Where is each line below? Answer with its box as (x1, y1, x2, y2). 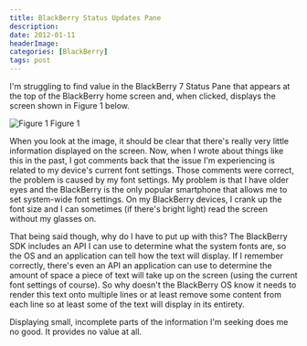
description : (9, 22, 59, 31)
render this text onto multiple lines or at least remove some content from (9, 289, 281, 299)
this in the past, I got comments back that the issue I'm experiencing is (9, 155, 276, 165)
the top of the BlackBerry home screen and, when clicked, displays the (9, 90, 276, 101)
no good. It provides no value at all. (9, 326, 143, 337)
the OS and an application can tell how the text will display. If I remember (9, 250, 283, 261)
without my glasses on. (9, 214, 97, 224)
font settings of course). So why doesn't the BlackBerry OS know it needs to (9, 279, 297, 290)
